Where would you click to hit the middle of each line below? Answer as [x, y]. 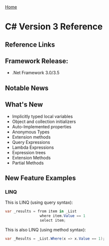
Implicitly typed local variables [42, 116]
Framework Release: [37, 61]
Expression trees [29, 152]
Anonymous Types [31, 132]
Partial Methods [28, 163]
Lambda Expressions [33, 147]
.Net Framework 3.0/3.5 [36, 73]
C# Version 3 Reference [54, 27]
